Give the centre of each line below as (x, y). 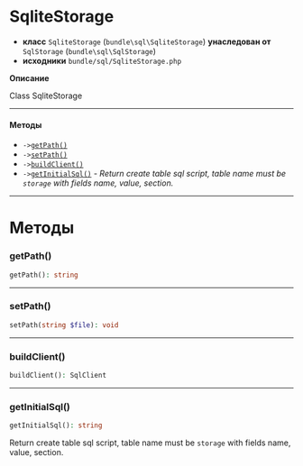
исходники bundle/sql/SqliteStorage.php (102, 60)
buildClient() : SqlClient (58, 375)
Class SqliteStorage (46, 96)
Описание (29, 78)
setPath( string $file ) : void (64, 325)
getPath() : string (44, 275)
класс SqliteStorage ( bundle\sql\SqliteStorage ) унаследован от (147, 41)
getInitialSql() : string (56, 425)
